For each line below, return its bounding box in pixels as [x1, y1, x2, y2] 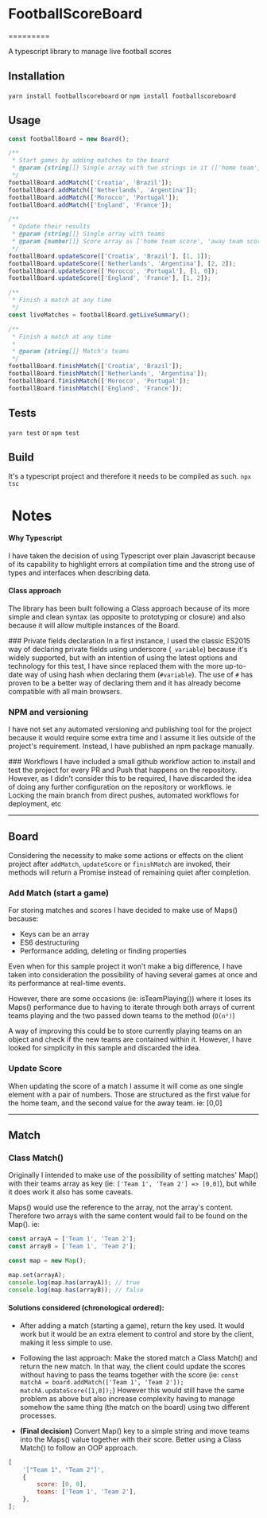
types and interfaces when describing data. [8, 568, 151, 577]
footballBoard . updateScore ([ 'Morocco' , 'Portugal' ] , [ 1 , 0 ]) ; [8, 267, 219, 275]
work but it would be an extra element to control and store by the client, [19, 1329, 254, 1338]
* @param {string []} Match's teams [11, 347, 130, 355]
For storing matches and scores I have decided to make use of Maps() [8, 906, 238, 915]
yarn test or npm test [8, 427, 80, 437]
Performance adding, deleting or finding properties [19, 946, 187, 956]
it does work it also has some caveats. [8, 1187, 133, 1197]
